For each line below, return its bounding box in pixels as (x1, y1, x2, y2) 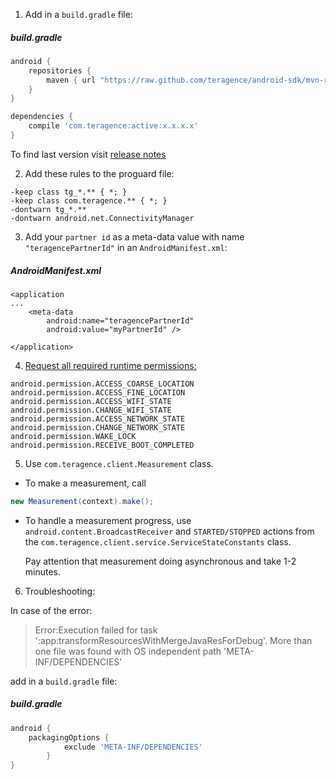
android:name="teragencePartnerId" (46, 315, 195, 326)
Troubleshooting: (24, 585, 96, 597)
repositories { (28, 65, 92, 76)
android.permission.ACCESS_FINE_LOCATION (10, 387, 186, 398)
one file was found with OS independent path (34, 645, 222, 657)
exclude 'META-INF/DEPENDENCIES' (63, 742, 203, 752)
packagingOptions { (28, 732, 110, 743)
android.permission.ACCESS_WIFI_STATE (10, 396, 172, 406)
